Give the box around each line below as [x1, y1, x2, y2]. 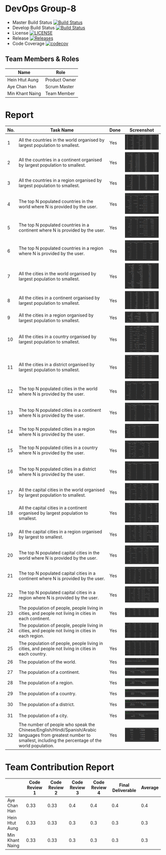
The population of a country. [19, 690, 77, 696]
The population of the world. [19, 659, 77, 665]
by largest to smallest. [19, 534, 63, 540]
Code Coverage [12, 40, 45, 46]
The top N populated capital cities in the [19, 549, 100, 556]
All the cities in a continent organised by [19, 295, 100, 301]
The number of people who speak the [19, 722, 95, 727]
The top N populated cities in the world [19, 386, 98, 392]
